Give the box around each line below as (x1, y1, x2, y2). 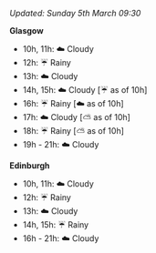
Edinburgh (9, 160, 50, 171)
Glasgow (9, 25, 44, 35)
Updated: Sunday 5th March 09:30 (9, 8, 141, 18)
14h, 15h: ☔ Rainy (22, 219, 89, 230)
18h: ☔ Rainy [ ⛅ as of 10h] (22, 126, 125, 136)
